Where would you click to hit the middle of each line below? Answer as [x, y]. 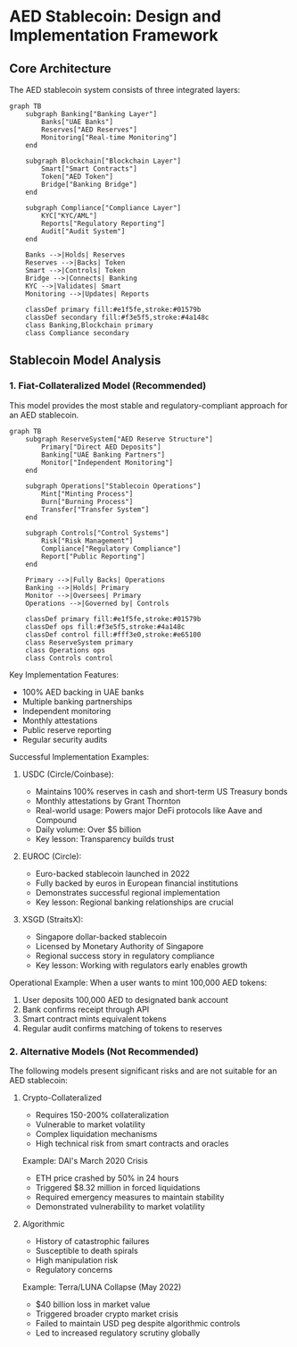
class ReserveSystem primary [79, 642]
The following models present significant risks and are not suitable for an [143, 1071]
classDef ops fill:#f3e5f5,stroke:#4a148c [105, 627]
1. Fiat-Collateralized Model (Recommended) [108, 386]
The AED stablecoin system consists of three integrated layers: [125, 90]
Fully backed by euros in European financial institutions [137, 883]
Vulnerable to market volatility [90, 1124]
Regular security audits [65, 739]
